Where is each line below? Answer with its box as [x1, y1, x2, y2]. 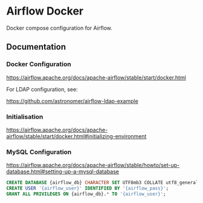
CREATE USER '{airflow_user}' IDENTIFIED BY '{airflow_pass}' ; [6, 185, 169, 191]
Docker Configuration [6, 60, 71, 68]
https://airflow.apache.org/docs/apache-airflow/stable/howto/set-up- [6, 162, 180, 169]
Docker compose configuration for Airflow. [6, 24, 113, 32]
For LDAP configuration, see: [6, 85, 78, 93]
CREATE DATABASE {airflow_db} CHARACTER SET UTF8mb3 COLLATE [6, 180, 164, 186]
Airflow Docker [6, 4, 84, 18]
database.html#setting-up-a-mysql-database [6, 168, 120, 175]
